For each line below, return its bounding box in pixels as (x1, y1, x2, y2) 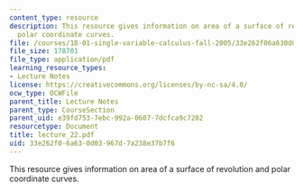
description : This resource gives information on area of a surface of (9, 22, 284, 31)
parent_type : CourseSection (9, 105, 115, 114)
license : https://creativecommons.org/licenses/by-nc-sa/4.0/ (9, 80, 248, 89)
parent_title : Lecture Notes (9, 96, 119, 106)
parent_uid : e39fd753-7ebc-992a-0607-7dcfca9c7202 (9, 114, 204, 123)
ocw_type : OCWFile (9, 88, 78, 97)
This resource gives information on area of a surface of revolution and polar (9, 163, 291, 174)
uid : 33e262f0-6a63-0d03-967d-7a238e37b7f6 (9, 139, 176, 148)
